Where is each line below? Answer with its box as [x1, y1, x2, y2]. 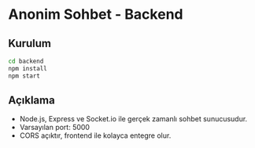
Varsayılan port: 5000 [19, 123, 91, 132]
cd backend [8, 57, 44, 65]
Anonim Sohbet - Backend [8, 5, 183, 23]
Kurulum [8, 37, 52, 50]
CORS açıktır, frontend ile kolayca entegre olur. [19, 131, 172, 140]
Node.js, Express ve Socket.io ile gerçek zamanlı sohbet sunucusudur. [19, 114, 248, 124]
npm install [8, 64, 47, 72]
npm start [8, 72, 41, 80]
